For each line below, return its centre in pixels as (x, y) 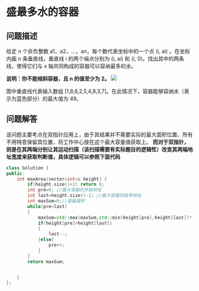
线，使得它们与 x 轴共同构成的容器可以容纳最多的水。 (71, 66)
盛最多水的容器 (43, 12)
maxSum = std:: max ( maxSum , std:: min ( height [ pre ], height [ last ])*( (116, 218)
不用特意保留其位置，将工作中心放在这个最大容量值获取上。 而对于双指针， (98, 142)
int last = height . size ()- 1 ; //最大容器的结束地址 (84, 196)
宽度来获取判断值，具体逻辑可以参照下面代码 (65, 156)
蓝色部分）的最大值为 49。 (49, 99)
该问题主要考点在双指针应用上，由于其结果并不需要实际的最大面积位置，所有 (99, 135)
